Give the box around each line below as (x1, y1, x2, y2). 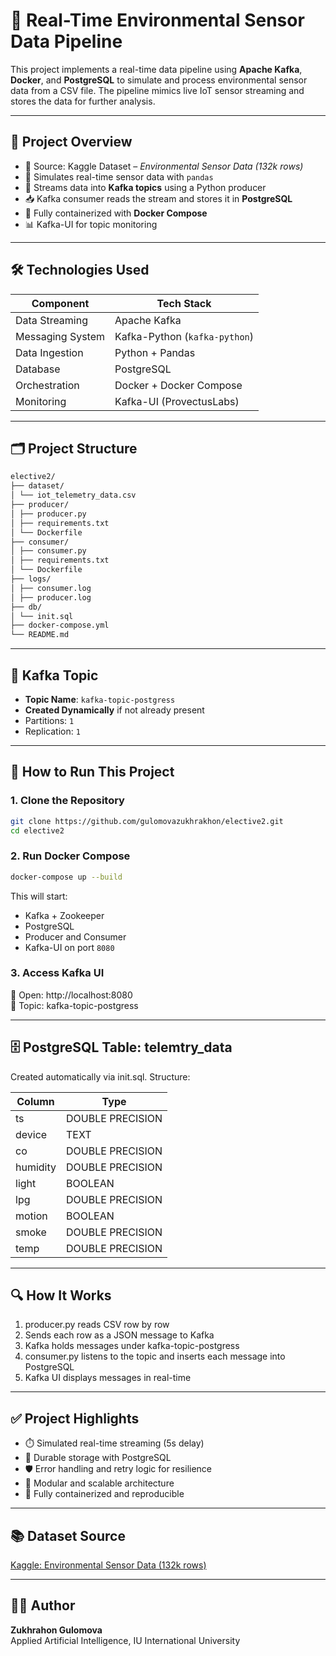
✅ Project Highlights (10, 1410, 140, 1427)
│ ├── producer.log (10, 592, 92, 603)
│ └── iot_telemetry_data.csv (10, 490, 137, 501)
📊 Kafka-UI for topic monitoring (24, 218, 158, 230)
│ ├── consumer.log (10, 583, 92, 593)
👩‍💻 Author (10, 1597, 76, 1614)
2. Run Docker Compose (10, 849, 131, 863)
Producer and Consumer (24, 930, 127, 943)
